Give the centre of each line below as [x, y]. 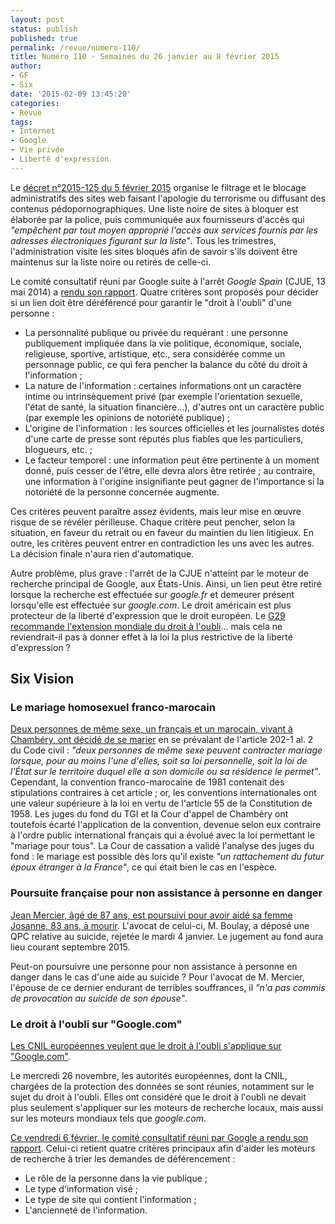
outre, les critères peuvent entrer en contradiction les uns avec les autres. [162, 543]
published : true [44, 38]
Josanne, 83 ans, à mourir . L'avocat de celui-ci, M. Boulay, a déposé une [160, 925]
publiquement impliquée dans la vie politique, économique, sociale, [163, 343]
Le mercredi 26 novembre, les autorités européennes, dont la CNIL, [149, 1076]
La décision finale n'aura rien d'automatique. [102, 553]
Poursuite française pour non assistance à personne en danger [166, 893]
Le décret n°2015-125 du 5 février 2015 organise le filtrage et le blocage [158, 187]
